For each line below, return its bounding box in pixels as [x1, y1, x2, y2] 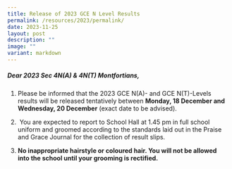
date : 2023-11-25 [7, 23, 59, 30]
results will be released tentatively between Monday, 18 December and [17, 96, 226, 105]
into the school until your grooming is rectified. [17, 154, 159, 162]
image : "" [7, 43, 37, 50]
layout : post [7, 30, 46, 37]
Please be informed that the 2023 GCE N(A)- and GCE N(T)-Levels [17, 89, 212, 97]
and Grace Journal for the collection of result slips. [17, 132, 166, 141]
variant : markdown [7, 50, 61, 57]
